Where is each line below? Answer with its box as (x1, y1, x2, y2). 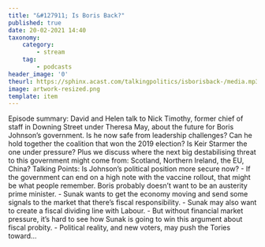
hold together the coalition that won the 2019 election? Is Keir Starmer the (8, 139, 248, 148)
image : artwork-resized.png (8, 84, 101, 93)
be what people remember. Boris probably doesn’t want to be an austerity (8, 181, 248, 190)
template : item (8, 92, 58, 100)
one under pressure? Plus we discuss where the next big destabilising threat (8, 148, 256, 157)
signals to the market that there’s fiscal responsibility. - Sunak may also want (8, 198, 257, 208)
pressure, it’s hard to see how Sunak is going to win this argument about (8, 215, 243, 224)
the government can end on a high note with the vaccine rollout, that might (8, 173, 251, 182)
